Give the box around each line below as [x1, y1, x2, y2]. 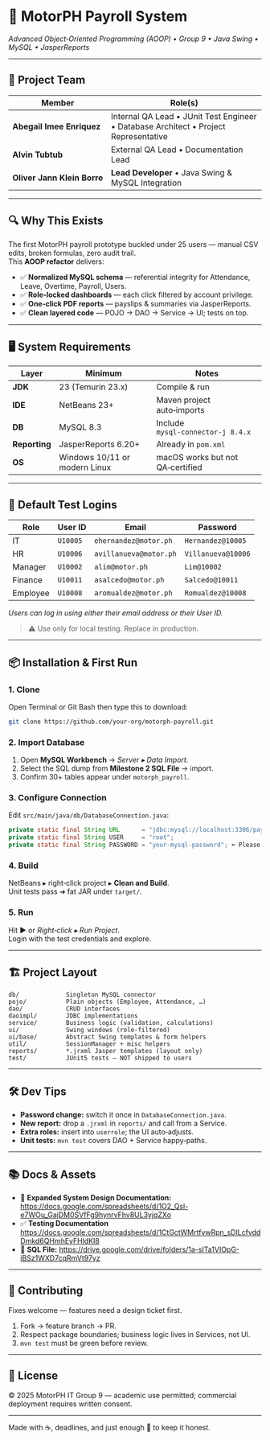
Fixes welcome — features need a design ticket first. [8, 1305, 182, 1315]
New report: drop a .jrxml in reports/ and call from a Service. [19, 1118, 227, 1129]
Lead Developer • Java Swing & [111, 167, 233, 178]
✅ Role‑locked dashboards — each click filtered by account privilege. [19, 290, 254, 299]
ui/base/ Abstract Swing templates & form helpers [8, 1033, 207, 1041]
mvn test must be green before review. [19, 1338, 149, 1347]
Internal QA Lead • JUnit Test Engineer [111, 110, 257, 121]
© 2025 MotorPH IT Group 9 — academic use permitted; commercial [8, 1390, 237, 1400]
